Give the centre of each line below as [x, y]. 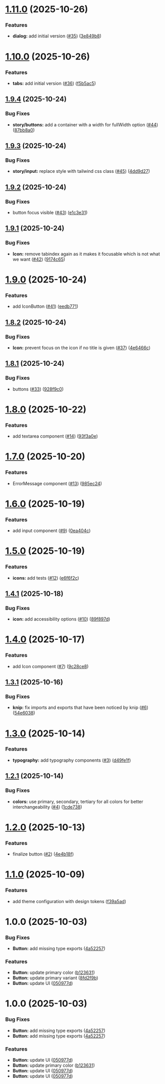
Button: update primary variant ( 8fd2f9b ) [55, 978]
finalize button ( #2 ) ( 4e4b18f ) [43, 854]
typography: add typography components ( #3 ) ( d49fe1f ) [72, 760]
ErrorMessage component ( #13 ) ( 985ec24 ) [57, 483]
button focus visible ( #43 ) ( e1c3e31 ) [50, 213]
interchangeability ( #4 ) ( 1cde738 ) [47, 807]
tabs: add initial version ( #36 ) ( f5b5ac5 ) [54, 83]
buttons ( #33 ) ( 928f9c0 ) [38, 389]
